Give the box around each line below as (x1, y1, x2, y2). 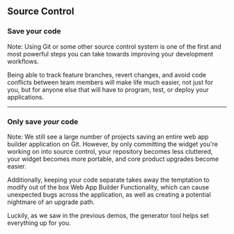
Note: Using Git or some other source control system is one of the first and (7, 42, 221, 51)
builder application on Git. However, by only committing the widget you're (7, 139, 218, 148)
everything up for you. (7, 219, 71, 227)
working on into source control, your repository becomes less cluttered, (7, 147, 213, 155)
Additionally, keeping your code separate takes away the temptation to (7, 175, 210, 184)
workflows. (7, 57, 40, 65)
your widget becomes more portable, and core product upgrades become (7, 155, 219, 163)
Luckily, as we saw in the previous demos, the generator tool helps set (7, 211, 209, 219)
